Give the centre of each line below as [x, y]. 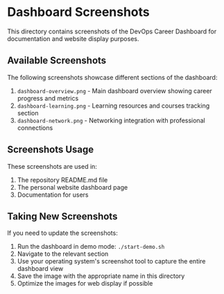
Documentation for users [53, 195]
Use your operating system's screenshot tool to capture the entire [111, 261]
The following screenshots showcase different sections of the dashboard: [112, 77]
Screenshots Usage [51, 150]
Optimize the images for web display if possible [85, 284]
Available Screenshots [57, 61]
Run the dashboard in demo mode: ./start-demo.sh [91, 247]
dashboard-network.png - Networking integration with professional [111, 120]
